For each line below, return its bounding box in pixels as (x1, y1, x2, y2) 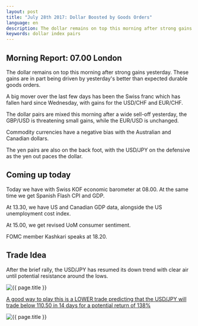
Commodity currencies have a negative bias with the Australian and (6, 128, 171, 136)
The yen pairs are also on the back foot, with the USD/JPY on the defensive (6, 146, 190, 153)
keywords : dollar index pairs (6, 31, 81, 37)
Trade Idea (6, 250, 47, 261)
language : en (6, 20, 39, 26)
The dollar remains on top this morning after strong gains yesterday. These (6, 68, 189, 76)
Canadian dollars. (6, 134, 49, 142)
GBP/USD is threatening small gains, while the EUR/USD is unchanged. (6, 117, 179, 124)
